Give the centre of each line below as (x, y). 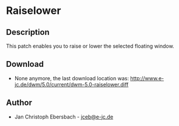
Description (28, 32)
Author (19, 103)
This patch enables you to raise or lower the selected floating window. (90, 46)
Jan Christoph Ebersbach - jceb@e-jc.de (64, 117)
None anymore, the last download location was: (72, 78)
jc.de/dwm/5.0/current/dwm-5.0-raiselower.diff (71, 84)
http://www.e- (147, 78)
